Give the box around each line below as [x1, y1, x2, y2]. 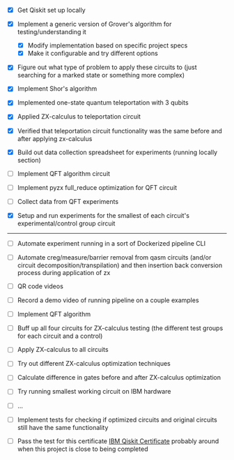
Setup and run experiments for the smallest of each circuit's [17, 211, 190, 219]
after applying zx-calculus [17, 134, 93, 142]
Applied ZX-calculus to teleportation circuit [17, 112, 141, 121]
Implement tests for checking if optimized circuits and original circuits [17, 415, 217, 424]
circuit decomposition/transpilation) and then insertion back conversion [17, 261, 223, 269]
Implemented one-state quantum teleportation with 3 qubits [17, 98, 189, 107]
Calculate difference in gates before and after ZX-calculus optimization [17, 373, 221, 382]
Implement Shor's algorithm [17, 84, 97, 93]
